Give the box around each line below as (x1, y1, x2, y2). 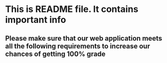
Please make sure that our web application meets (5, 34, 162, 42)
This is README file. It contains (5, 3, 139, 15)
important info (5, 14, 66, 25)
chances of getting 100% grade (5, 49, 106, 58)
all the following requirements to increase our (5, 41, 150, 50)
